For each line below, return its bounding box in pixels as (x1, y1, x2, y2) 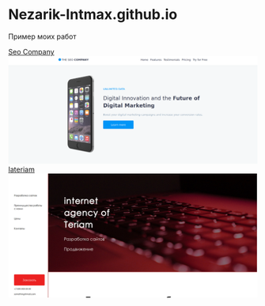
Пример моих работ (8, 32, 77, 41)
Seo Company (8, 47, 55, 56)
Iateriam (8, 164, 36, 174)
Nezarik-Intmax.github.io (8, 6, 178, 24)
